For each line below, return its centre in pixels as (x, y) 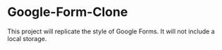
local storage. (27, 38)
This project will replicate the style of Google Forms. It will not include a (111, 31)
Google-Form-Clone (68, 12)
